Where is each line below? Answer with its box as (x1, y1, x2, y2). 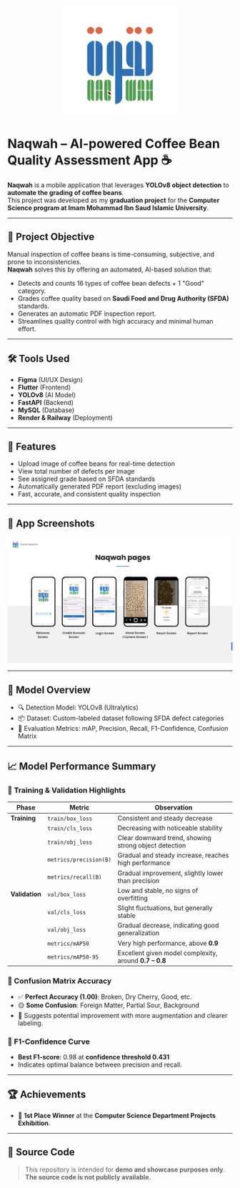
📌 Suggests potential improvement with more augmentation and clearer (17, 1011, 228, 1019)
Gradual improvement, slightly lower (117, 869, 224, 877)
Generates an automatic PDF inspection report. (17, 309, 156, 318)
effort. (17, 324, 36, 333)
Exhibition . (17, 1119, 51, 1127)
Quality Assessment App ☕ (7, 152, 173, 169)
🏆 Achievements (7, 1089, 86, 1101)
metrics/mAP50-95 (47, 954, 99, 961)
